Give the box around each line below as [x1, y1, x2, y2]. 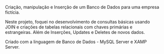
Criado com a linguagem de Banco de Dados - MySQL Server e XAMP [5, 39, 147, 45]
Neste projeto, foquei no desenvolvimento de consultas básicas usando [5, 19, 150, 25]
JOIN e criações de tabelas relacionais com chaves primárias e [5, 24, 133, 30]
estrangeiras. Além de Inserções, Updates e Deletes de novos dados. [5, 29, 145, 35]
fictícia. [5, 9, 20, 15]
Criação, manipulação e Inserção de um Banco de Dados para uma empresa [5, 4, 160, 10]
